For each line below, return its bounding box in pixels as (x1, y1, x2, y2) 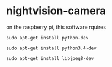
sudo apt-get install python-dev (6, 35, 89, 41)
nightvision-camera (6, 4, 106, 18)
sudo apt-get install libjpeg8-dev (6, 55, 94, 61)
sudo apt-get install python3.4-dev (6, 45, 97, 51)
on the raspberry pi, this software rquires (6, 24, 107, 31)
